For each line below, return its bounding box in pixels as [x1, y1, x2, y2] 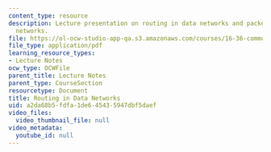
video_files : [8, 109, 52, 117]
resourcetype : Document [8, 86, 89, 95]
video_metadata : [8, 124, 63, 132]
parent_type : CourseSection [8, 79, 103, 87]
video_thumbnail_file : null [15, 117, 110, 125]
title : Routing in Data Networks [8, 94, 121, 102]
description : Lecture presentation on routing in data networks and [8, 19, 244, 27]
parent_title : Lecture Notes [8, 72, 106, 80]
